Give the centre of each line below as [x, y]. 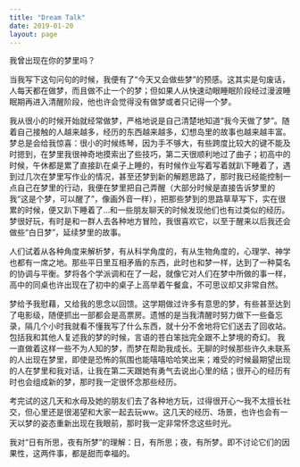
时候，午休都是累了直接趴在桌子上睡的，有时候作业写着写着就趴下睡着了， [146, 165]
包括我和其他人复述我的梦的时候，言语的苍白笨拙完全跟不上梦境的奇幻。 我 [147, 338]
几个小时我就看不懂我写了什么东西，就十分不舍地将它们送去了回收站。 [162, 326]
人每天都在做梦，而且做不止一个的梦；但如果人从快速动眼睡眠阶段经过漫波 [146, 91]
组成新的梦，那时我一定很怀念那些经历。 [107, 382]
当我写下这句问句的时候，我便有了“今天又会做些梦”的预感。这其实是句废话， [150, 79]
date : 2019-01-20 [42, 26]
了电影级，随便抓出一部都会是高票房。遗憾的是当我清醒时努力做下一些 [138, 315]
